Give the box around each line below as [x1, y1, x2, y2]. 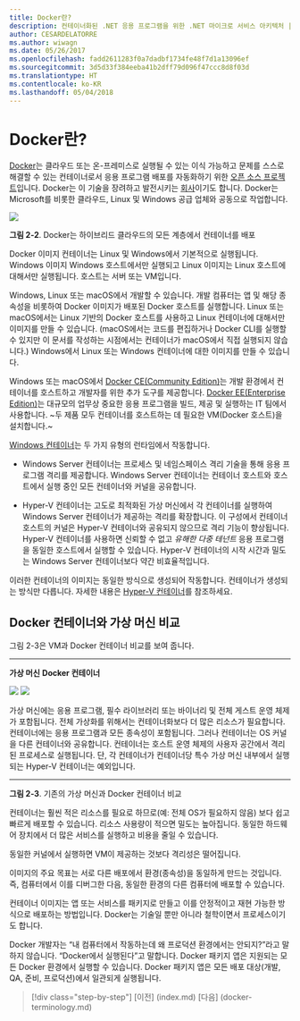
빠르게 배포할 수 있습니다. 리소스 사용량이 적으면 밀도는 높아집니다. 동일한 [9, 819, 264, 830]
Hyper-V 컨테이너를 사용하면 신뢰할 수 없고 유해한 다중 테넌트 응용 [21, 534, 254, 544]
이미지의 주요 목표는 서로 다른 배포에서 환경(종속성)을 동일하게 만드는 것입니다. [9, 868, 282, 879]
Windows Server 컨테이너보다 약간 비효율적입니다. [31, 556, 210, 567]
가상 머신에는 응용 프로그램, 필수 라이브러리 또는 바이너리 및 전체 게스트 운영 [9, 705, 274, 716]
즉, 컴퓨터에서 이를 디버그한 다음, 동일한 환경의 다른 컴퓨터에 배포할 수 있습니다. [9, 879, 286, 890]
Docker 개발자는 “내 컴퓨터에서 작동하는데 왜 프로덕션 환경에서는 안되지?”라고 [9, 940, 280, 950]
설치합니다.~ [9, 421, 54, 432]
